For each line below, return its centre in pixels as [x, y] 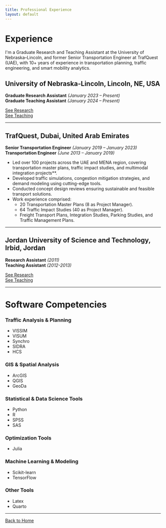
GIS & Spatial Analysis [32, 365]
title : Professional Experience [38, 10]
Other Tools [20, 490]
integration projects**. [35, 173]
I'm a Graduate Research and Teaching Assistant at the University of [75, 52]
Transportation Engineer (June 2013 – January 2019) [60, 153]
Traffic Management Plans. [47, 220]
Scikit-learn [24, 472]
